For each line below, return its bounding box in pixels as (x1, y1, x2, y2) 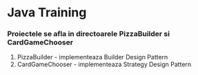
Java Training (7, 5, 87, 20)
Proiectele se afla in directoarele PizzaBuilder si (7, 29, 170, 39)
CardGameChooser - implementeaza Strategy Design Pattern (17, 60, 192, 69)
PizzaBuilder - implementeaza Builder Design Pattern (17, 53, 168, 61)
